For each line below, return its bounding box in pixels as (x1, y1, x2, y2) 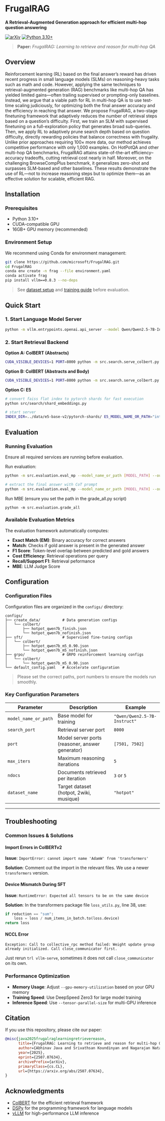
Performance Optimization (5, 973, 70, 980)
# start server (5, 410, 36, 415)
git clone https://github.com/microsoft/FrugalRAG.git (5, 259, 120, 264)
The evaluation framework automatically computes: (5, 527, 109, 533)
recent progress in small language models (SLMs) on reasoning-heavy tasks (5, 76, 160, 82)
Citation (5, 1014, 30, 1022)
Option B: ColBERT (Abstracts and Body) (5, 368, 89, 374)
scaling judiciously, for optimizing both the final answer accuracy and (15, 102, 156, 108)
